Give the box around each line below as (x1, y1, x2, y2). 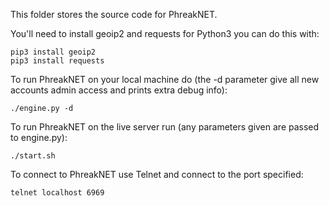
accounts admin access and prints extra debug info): (10, 84, 228, 96)
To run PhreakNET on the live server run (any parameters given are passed (10, 121, 320, 133)
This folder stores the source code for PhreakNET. (10, 9, 218, 20)
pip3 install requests (10, 56, 105, 66)
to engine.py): (10, 132, 68, 143)
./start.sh (10, 151, 56, 161)
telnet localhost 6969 (10, 188, 105, 198)
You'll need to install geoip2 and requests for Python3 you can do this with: (10, 28, 320, 39)
